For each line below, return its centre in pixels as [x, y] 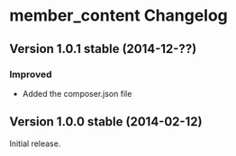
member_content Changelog [118, 16]
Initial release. [35, 143]
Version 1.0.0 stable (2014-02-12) [106, 122]
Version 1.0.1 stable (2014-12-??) [103, 49]
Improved [31, 74]
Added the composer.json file [77, 93]
